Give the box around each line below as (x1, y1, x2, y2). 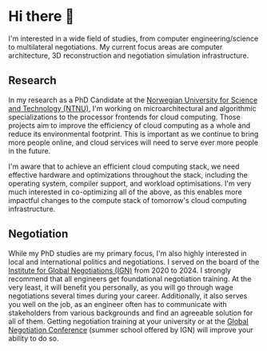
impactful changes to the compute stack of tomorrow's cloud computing (8, 195, 247, 205)
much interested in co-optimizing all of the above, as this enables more (8, 187, 242, 197)
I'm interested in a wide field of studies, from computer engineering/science (8, 34, 259, 43)
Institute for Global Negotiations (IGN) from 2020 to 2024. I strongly (8, 265, 232, 275)
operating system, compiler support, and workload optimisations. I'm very (8, 178, 252, 188)
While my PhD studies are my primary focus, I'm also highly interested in (8, 248, 247, 258)
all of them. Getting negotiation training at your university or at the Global (8, 316, 249, 326)
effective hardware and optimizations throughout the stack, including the (8, 170, 248, 179)
